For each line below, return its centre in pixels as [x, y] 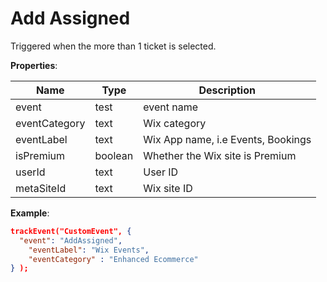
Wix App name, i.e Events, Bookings [227, 139]
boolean [114, 155]
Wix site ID [168, 188]
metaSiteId [41, 188]
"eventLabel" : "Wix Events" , [89, 250]
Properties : [34, 65]
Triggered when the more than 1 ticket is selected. [113, 46]
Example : [30, 213]
